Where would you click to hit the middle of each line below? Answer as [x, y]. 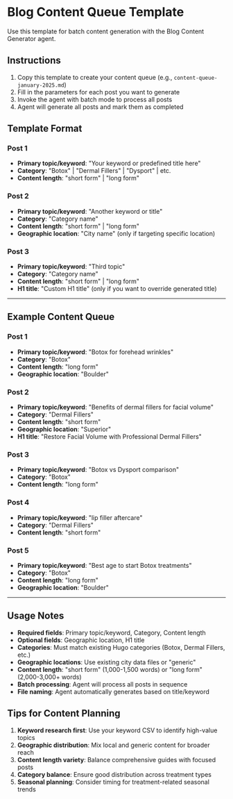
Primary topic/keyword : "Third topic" [71, 267]
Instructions [34, 61]
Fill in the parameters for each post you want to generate [98, 92]
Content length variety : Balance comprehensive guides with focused [116, 759]
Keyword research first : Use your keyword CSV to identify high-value [117, 730]
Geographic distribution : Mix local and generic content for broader [113, 745]
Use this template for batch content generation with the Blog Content [106, 31]
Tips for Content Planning [64, 713]
